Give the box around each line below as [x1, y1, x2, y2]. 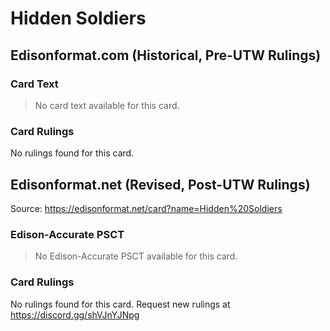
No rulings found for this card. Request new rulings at [10, 298, 231, 310]
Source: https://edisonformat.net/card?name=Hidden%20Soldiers [10, 202, 283, 214]
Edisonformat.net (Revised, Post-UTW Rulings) [10, 176, 311, 193]
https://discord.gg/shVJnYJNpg [10, 308, 140, 321]
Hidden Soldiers [10, 7, 147, 30]
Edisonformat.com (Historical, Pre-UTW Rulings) [10, 47, 322, 64]
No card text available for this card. [34, 99, 180, 111]
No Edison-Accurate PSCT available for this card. [34, 250, 238, 262]
